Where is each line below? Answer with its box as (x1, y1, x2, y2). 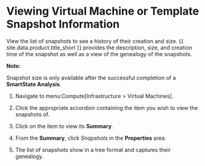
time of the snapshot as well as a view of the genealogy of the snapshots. (6, 50, 192, 57)
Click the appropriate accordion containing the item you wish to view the (15, 104, 198, 111)
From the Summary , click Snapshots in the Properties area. (15, 134, 166, 142)
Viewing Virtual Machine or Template (6, 4, 199, 18)
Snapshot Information (6, 17, 120, 31)
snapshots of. (15, 110, 50, 118)
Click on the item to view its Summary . (15, 122, 113, 129)
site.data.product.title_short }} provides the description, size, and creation (6, 44, 193, 51)
